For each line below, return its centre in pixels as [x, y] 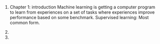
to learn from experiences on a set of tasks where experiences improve [82, 12]
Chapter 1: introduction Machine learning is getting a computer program [82, 7]
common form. [25, 22]
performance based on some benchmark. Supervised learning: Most [79, 17]
